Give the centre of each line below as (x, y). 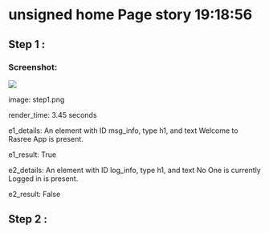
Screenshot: (33, 67)
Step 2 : (28, 219)
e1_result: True (33, 155)
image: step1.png (37, 99)
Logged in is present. (43, 179)
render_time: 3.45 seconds (53, 114)
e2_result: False (35, 194)
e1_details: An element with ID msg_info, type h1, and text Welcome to (123, 131)
